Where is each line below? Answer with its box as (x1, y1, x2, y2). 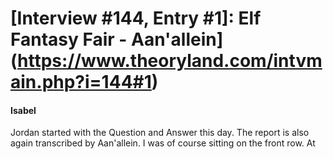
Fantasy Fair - (10, 28, 128, 51)
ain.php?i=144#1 (10, 71, 152, 94)
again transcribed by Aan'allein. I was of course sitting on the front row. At (10, 137, 316, 149)
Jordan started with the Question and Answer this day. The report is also (10, 127, 310, 139)
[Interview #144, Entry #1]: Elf (10, 7, 262, 30)
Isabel (10, 104, 37, 116)
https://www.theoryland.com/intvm (17, 50, 323, 72)
